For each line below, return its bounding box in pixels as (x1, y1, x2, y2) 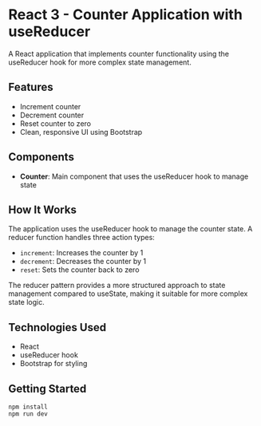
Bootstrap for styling (19, 359, 88, 369)
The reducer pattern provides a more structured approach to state (8, 281, 226, 290)
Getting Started (8, 381, 87, 396)
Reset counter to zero (19, 118, 92, 128)
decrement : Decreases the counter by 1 (19, 257, 147, 266)
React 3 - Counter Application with (8, 6, 243, 24)
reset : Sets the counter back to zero (19, 265, 140, 274)
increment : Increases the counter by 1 (19, 248, 144, 258)
